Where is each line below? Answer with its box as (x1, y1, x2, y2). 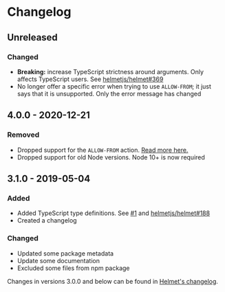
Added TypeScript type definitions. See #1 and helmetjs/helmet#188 (17, 209, 211, 217)
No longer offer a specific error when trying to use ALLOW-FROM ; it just (17, 82, 212, 90)
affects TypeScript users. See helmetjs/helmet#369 (17, 75, 164, 83)
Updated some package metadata (17, 249, 114, 258)
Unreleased (7, 32, 58, 43)
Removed (7, 130, 40, 139)
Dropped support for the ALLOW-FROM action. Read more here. (17, 146, 189, 154)
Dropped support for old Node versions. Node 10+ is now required (17, 153, 205, 161)
